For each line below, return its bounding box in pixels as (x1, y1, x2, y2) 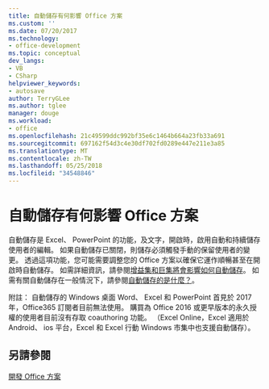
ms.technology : (8, 34, 60, 43)
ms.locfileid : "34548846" (8, 169, 95, 178)
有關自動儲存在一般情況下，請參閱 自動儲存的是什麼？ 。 (14, 275, 199, 285)
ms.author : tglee (8, 102, 67, 110)
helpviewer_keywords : (8, 79, 81, 87)
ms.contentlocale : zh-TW (8, 154, 92, 162)
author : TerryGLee (8, 94, 70, 102)
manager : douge (8, 110, 60, 118)
